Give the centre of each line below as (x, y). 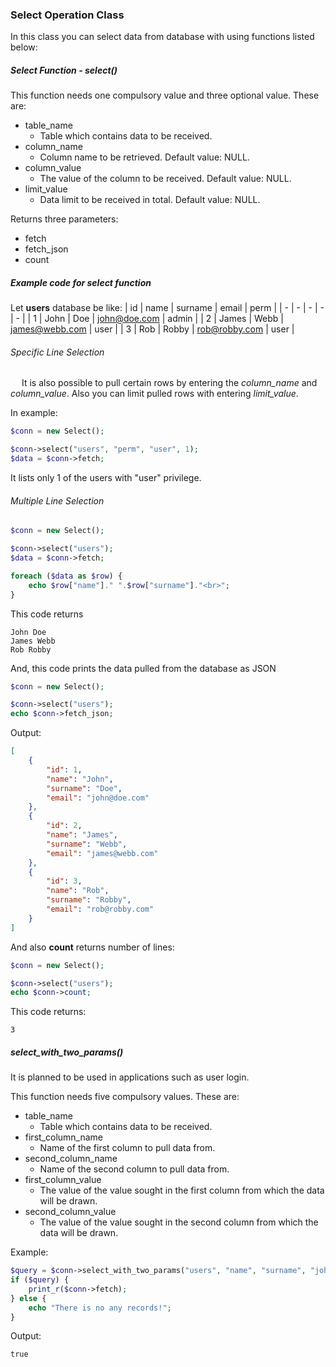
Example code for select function (81, 282)
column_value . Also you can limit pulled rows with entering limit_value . (154, 394)
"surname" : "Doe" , (84, 788)
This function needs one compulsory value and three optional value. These (165, 95)
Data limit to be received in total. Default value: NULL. (150, 200)
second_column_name (71, 1159)
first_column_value (63, 1180)
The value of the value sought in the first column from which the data (182, 1190)
